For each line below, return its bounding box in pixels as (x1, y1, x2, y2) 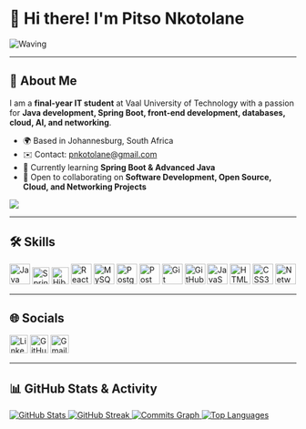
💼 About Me (9, 73, 77, 89)
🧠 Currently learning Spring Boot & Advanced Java (22, 161, 216, 172)
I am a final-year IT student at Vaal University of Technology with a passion (9, 97, 294, 108)
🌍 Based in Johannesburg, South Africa (22, 135, 174, 146)
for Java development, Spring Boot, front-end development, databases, (9, 107, 286, 117)
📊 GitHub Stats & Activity (9, 381, 158, 396)
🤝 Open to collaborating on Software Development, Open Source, (22, 171, 272, 182)
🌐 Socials (9, 310, 66, 326)
